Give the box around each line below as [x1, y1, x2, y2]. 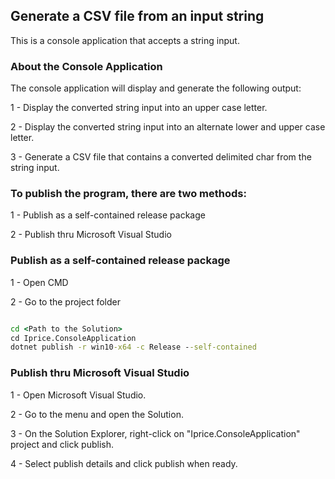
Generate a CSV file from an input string [10, 8, 265, 25]
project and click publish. [10, 438, 115, 450]
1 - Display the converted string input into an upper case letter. [10, 102, 268, 114]
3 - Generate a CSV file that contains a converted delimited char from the [10, 151, 312, 163]
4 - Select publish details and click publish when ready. [10, 457, 238, 469]
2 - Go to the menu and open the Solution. [10, 408, 184, 420]
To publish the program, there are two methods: [10, 187, 247, 201]
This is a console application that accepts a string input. [10, 34, 240, 46]
